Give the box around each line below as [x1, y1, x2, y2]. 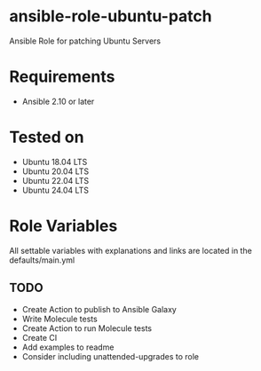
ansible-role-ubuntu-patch [9, 6, 212, 27]
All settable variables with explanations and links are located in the [9, 245, 253, 256]
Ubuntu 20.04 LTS [21, 166, 90, 177]
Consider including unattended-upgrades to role [21, 351, 200, 361]
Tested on [9, 127, 84, 147]
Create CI [21, 332, 58, 343]
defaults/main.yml [9, 255, 75, 265]
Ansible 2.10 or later [21, 96, 95, 107]
